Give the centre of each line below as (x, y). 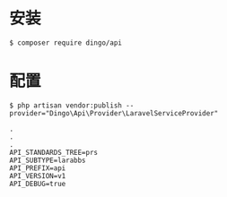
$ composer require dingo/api (66, 43)
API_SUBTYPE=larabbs (48, 160)
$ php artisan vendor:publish (66, 105)
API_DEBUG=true (38, 184)
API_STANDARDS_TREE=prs (54, 152)
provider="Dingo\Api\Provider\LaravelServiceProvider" (114, 113)
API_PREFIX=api (38, 168)
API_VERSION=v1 (38, 176)
